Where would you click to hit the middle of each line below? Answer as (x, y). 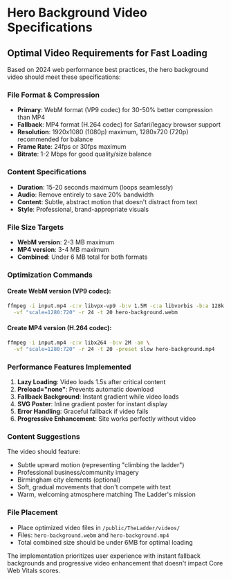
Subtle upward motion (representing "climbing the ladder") (101, 465)
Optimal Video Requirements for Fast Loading (107, 53)
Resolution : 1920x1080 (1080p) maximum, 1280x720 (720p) (103, 132)
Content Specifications (47, 172)
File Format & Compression (54, 95)
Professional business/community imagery (78, 473)
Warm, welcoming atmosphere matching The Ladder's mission (106, 495)
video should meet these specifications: (64, 77)
